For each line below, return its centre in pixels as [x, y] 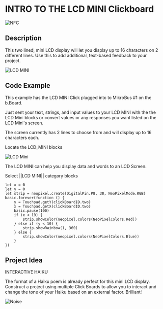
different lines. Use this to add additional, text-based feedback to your [76, 55]
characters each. [22, 137]
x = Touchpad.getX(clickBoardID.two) [53, 206]
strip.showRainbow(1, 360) [50, 228]
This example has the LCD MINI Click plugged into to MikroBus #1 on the [78, 98]
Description [23, 38]
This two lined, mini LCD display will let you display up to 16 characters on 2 [82, 50]
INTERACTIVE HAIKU [27, 272]
